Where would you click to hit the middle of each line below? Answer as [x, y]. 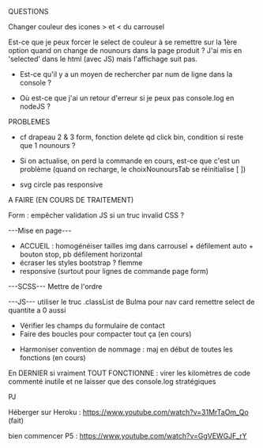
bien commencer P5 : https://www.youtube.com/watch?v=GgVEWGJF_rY [128, 436]
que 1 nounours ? [48, 145]
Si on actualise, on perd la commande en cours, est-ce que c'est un [130, 161]
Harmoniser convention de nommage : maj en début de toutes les [126, 349]
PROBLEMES [29, 121]
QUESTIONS [28, 11]
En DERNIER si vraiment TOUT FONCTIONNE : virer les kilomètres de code [130, 373]
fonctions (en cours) [53, 358]
